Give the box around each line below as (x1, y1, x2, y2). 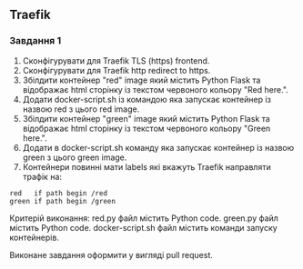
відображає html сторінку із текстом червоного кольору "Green (22, 123, 271, 134)
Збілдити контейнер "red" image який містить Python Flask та (22, 75, 261, 85)
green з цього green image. (22, 152, 127, 163)
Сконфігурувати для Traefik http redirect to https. (22, 65, 211, 75)
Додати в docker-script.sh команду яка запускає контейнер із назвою (22, 142, 295, 153)
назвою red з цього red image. (22, 104, 140, 115)
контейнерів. (9, 232, 59, 243)
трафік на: (22, 171, 62, 182)
